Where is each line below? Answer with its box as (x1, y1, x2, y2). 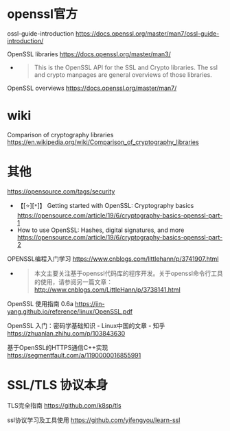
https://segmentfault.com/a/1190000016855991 (7, 351, 141, 359)
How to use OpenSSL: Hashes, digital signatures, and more (16, 226, 185, 234)
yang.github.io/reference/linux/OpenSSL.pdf (7, 307, 133, 316)
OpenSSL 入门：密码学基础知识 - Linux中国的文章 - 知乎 (7, 321, 165, 329)
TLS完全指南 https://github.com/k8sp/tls (7, 401, 122, 409)
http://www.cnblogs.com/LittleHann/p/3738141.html (34, 286, 181, 294)
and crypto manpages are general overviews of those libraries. (34, 70, 213, 79)
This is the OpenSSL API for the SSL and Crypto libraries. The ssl (34, 63, 218, 71)
